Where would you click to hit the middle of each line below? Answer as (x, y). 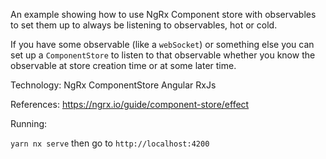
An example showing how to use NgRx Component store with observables (163, 14)
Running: (29, 123)
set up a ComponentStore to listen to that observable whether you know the (163, 55)
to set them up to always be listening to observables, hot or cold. (144, 25)
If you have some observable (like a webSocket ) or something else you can (162, 44)
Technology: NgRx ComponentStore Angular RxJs (113, 85)
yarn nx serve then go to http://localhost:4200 (110, 143)
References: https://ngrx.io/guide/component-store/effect (130, 104)
